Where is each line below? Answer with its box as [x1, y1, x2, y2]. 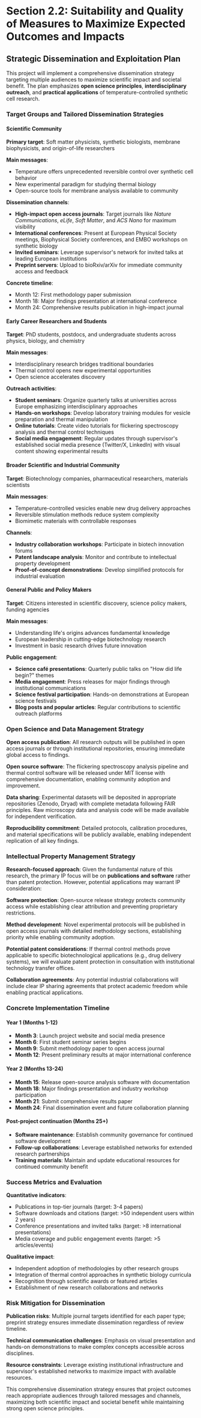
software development [14, 1137, 71, 1145]
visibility [14, 223, 36, 231]
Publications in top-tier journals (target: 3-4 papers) [14, 1203, 143, 1211]
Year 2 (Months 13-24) [6, 1065, 64, 1073]
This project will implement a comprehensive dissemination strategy [6, 70, 175, 76]
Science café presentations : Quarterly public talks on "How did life [14, 665, 182, 672]
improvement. [6, 782, 41, 789]
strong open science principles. [6, 1405, 85, 1412]
